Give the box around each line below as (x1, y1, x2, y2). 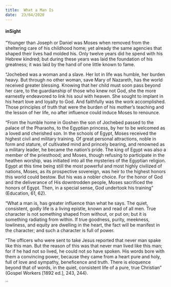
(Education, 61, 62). (5, 190, 47, 196)
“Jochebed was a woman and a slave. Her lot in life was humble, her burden (5, 71, 165, 77)
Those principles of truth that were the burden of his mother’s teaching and (5, 104, 164, 110)
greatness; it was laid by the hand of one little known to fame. (5, 61, 135, 67)
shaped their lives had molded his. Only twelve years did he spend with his (5, 50, 163, 56)
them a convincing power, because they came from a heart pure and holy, (5, 253, 161, 259)
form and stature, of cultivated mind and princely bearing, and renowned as (5, 141, 165, 147)
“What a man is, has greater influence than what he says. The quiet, (5, 200, 148, 206)
